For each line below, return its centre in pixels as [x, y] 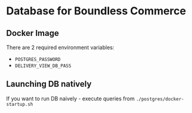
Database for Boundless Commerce [96, 11]
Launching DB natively [49, 84]
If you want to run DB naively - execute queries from [71, 98]
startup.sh [20, 104]
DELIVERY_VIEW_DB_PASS [43, 66]
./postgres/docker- [160, 99]
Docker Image [33, 33]
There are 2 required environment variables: [60, 47]
